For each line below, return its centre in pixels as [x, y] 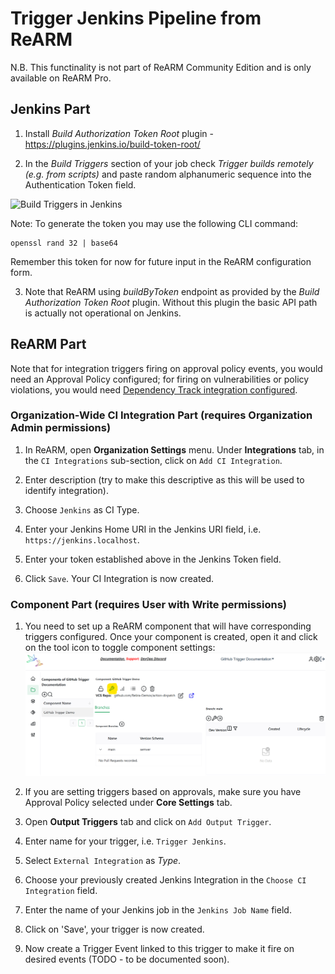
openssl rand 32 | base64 [64, 243]
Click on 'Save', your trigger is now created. [114, 929]
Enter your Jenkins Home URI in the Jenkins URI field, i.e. [143, 529]
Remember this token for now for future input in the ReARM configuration [161, 261]
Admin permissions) [61, 428]
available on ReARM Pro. [61, 78]
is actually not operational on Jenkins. [103, 313]
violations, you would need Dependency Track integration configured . [154, 389]
